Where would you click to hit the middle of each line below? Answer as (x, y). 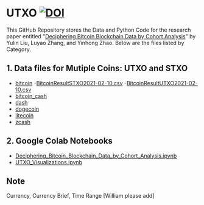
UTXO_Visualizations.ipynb (49, 162)
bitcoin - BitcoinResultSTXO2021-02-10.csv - (71, 83)
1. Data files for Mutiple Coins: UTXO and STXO (97, 68)
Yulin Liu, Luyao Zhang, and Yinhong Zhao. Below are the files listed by (95, 43)
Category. (19, 49)
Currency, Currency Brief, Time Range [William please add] (80, 196)
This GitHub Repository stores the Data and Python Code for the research (99, 30)
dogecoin (27, 109)
